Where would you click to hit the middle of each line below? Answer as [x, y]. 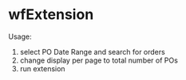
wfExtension [51, 15]
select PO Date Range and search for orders [92, 51]
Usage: [20, 36]
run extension [42, 68]
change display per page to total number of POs [99, 60]
